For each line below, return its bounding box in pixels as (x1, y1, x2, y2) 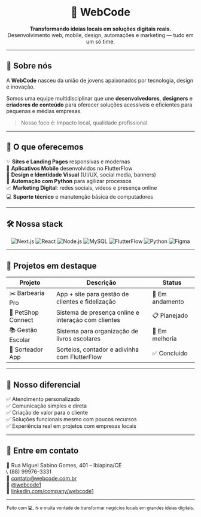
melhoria (152, 334, 177, 343)
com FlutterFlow (56, 353, 102, 361)
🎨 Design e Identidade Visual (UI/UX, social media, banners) (6, 171, 157, 178)
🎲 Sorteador (9, 345, 43, 354)
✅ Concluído (152, 349, 188, 358)
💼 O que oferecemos (6, 142, 84, 152)
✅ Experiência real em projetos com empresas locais (6, 422, 136, 430)
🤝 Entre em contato (6, 446, 79, 456)
